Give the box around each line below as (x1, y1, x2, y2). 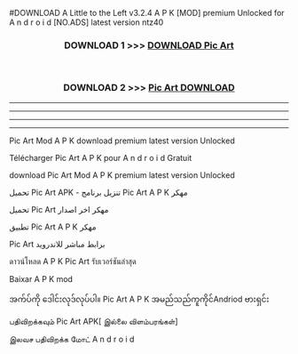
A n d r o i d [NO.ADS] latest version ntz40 (9, 17, 164, 28)
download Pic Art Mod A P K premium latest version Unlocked (9, 169, 235, 181)
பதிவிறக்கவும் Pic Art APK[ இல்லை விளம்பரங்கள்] (9, 316, 179, 326)
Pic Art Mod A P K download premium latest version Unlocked (9, 135, 235, 146)
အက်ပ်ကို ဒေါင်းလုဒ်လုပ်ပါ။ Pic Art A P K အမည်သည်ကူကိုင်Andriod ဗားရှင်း (9, 294, 270, 304)
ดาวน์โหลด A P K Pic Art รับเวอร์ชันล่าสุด (9, 255, 137, 266)
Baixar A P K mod (9, 273, 74, 284)
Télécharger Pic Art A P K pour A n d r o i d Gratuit (9, 152, 192, 163)
